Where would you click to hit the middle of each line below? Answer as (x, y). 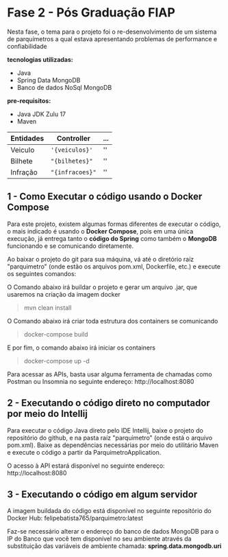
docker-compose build (56, 334)
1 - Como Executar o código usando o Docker (105, 197)
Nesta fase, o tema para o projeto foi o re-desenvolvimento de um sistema (112, 32)
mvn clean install (48, 308)
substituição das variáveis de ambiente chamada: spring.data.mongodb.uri (114, 546)
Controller (74, 138)
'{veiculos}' (72, 150)
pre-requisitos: (29, 100)
